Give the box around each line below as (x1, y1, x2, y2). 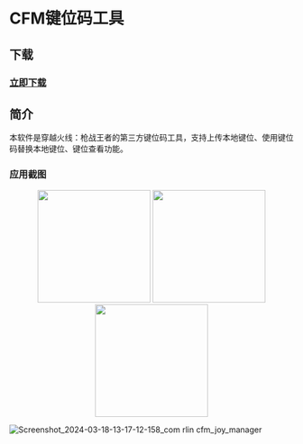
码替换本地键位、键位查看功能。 (9, 143, 128, 154)
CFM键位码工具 (9, 8, 124, 29)
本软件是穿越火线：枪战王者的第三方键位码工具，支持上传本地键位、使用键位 (9, 132, 294, 143)
